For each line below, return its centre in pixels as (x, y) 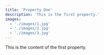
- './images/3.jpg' (30, 33)
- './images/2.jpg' (30, 28)
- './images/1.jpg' (30, 24)
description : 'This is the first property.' (53, 14)
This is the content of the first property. (46, 47)
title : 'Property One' (29, 10)
